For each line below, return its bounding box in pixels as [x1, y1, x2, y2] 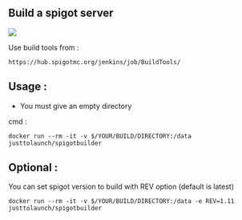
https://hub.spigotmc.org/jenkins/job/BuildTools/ [8, 58, 181, 66]
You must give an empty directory [19, 101, 132, 110]
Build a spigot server [8, 6, 114, 20]
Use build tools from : [8, 42, 79, 52]
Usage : [8, 80, 48, 94]
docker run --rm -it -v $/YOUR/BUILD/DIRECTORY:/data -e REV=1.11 [8, 198, 235, 206]
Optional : [8, 161, 58, 174]
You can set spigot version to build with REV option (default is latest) [8, 182, 235, 191]
